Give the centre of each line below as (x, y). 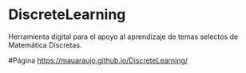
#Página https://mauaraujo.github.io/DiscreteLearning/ (98, 60)
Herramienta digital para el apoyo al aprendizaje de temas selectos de (123, 36)
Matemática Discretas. (45, 44)
